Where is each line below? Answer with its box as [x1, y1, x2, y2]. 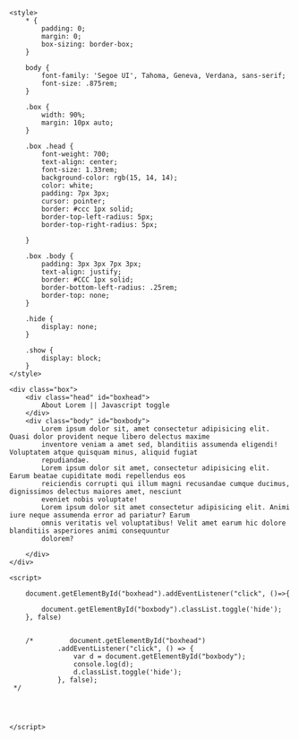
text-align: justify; [41, 267, 123, 276]
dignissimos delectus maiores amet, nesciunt [9, 487, 182, 496]
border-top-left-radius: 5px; [41, 213, 154, 222]
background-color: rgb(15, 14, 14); [41, 173, 178, 182]
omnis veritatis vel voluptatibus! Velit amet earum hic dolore [41, 518, 286, 527]
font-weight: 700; [41, 150, 110, 159]
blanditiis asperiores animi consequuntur [9, 527, 170, 535]
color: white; [41, 181, 94, 190]
